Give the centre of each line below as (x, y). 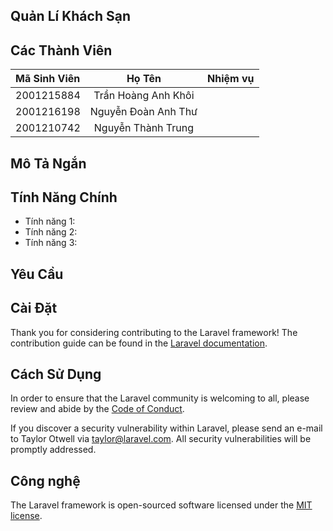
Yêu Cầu (37, 274)
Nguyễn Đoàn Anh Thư (143, 112)
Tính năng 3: (51, 243)
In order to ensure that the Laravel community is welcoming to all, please (160, 398)
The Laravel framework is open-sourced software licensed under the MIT (161, 505)
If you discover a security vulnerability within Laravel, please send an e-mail (166, 428)
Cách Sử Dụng (56, 374)
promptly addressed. (53, 450)
